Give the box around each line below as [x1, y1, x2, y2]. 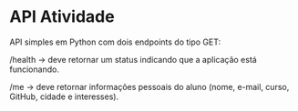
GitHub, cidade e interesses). [9, 91, 119, 102]
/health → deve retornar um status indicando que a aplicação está [9, 54, 257, 65]
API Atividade [9, 6, 116, 27]
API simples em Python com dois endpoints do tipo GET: [9, 36, 221, 47]
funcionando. [9, 64, 59, 75]
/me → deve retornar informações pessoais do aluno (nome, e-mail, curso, [9, 81, 290, 92]
